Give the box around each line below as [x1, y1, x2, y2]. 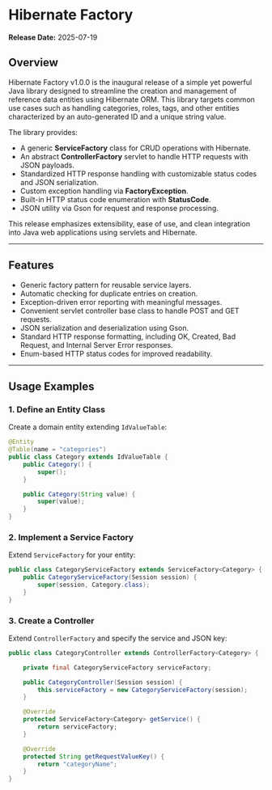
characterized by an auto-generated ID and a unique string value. [8, 112, 227, 121]
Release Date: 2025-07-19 [8, 32, 98, 42]
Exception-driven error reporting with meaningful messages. [19, 297, 223, 306]
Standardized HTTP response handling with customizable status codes [19, 168, 257, 179]
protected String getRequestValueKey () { [23, 752, 164, 761]
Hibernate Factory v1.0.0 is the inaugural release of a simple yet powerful [8, 77, 253, 87]
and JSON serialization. [19, 177, 99, 187]
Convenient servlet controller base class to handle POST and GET [19, 306, 240, 315]
